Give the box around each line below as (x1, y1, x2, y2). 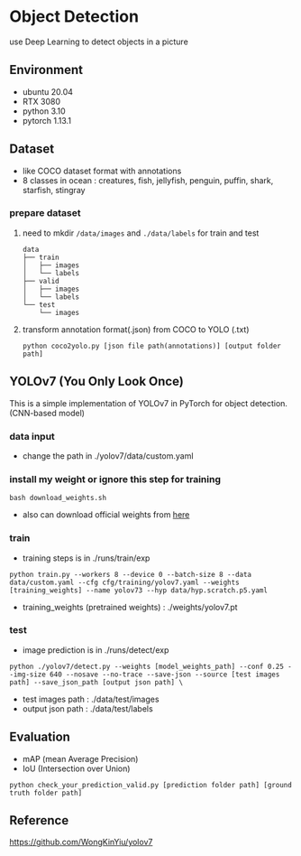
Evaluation (9, 730, 70, 745)
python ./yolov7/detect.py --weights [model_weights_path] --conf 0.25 (9, 662, 284, 671)
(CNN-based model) (9, 407, 86, 418)
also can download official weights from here (22, 509, 190, 520)
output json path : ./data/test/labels (22, 702, 153, 714)
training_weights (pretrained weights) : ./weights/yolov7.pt (22, 601, 238, 612)
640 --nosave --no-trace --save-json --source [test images (49, 670, 280, 679)
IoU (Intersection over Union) (22, 763, 131, 774)
